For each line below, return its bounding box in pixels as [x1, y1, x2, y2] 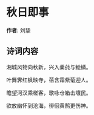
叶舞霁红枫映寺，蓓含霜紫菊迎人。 [6, 76, 92, 84]
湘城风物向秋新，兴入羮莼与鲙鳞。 [6, 63, 92, 70]
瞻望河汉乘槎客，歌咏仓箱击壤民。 [6, 89, 92, 96]
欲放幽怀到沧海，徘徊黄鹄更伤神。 [6, 102, 92, 109]
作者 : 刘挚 [6, 27, 31, 34]
